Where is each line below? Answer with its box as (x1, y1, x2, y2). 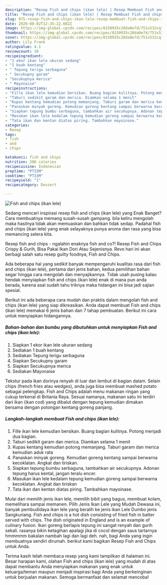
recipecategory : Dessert (5, 182, 57, 188)
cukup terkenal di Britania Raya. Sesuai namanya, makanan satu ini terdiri (5, 393, 155, 400)
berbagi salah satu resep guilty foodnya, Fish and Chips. (5, 251, 121, 257)
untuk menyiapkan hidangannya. (5, 313, 72, 318)
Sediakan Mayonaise (12, 368, 55, 374)
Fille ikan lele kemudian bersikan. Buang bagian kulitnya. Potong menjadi (12, 428, 162, 434)
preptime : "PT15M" (5, 168, 43, 174)
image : (5, 26, 19, 31)
